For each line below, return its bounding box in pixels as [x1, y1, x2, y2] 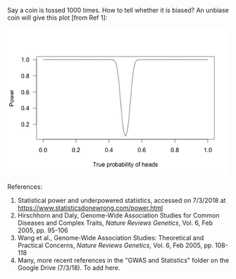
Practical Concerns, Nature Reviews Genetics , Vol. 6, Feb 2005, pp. [17, 241, 213, 249]
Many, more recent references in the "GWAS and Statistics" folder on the [17, 256, 230, 264]
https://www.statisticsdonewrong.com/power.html [17, 204, 163, 212]
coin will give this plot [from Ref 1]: [7, 13, 108, 22]
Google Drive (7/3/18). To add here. [17, 263, 120, 272]
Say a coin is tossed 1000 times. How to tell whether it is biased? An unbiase [7, 6, 229, 14]
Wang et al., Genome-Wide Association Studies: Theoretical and [17, 234, 204, 242]
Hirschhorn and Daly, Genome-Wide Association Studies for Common [17, 211, 220, 219]
